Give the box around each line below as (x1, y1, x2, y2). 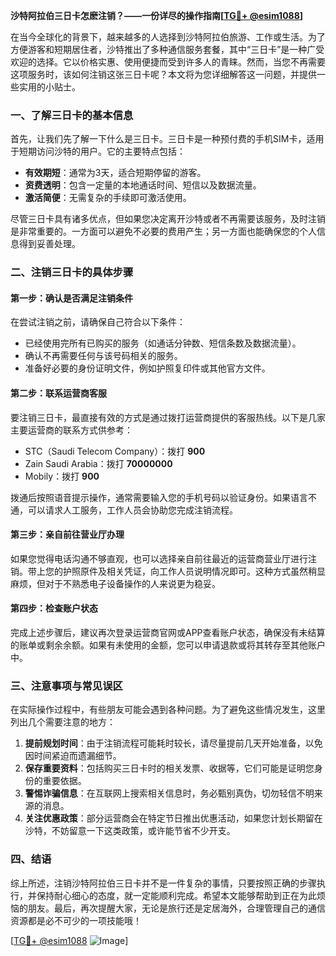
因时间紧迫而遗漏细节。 (24, 750, 122, 762)
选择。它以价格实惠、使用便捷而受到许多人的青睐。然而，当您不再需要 (36, 56, 326, 68)
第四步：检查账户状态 (10, 602, 98, 614)
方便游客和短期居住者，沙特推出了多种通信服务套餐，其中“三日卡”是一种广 (10, 44, 317, 55)
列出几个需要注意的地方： (10, 716, 116, 728)
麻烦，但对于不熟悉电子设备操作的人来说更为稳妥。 (10, 577, 221, 589)
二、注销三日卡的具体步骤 (10, 265, 134, 279)
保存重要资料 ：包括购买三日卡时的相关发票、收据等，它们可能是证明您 (24, 762, 315, 774)
